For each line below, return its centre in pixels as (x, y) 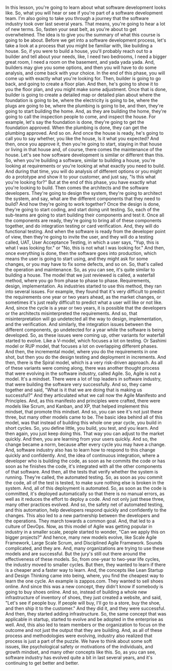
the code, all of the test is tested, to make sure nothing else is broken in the (85, 483)
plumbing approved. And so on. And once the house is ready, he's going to (84, 133)
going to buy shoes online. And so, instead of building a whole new (76, 592)
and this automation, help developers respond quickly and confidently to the (86, 510)
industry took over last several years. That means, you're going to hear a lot (85, 24)
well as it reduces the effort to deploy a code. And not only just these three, (85, 499)
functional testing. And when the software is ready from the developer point (85, 231)
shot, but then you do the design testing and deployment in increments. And (86, 357)
